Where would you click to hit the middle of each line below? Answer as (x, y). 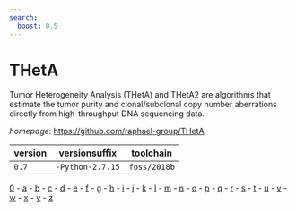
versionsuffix (88, 153)
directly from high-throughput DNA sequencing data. (107, 114)
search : (24, 17)
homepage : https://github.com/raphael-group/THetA (107, 131)
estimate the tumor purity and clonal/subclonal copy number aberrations (144, 105)
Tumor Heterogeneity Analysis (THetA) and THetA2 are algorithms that (140, 95)
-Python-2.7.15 (87, 167)
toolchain (152, 153)
